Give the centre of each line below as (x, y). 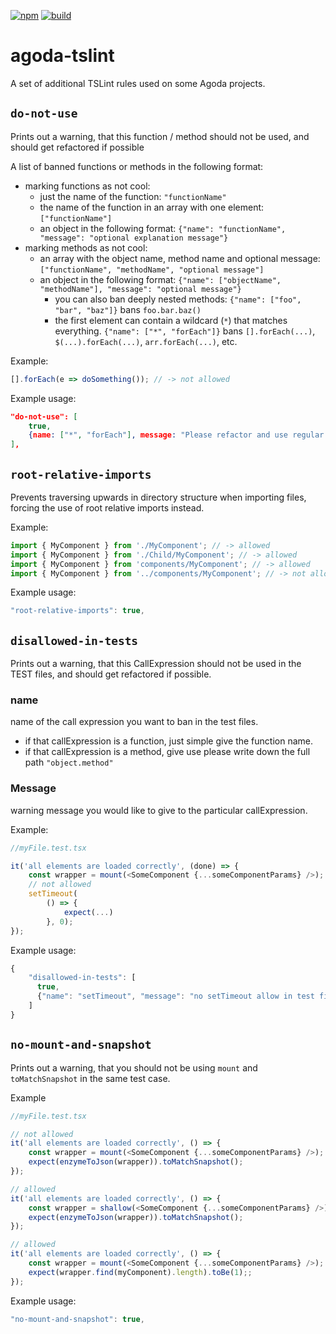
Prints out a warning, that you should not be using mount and (134, 1067)
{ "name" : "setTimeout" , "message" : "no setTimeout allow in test (175, 996)
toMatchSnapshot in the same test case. (90, 1078)
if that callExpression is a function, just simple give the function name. (168, 741)
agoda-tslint (62, 56)
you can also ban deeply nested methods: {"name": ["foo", (178, 299)
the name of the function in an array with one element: (152, 207)
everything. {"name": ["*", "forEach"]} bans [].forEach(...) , (185, 331)
